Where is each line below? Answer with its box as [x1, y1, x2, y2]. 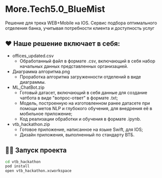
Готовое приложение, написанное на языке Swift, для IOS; [19, 126, 143, 132]
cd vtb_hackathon [5, 159, 41, 164]
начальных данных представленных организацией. [19, 63, 128, 69]
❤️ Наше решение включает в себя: [5, 40, 120, 48]
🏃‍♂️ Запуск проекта [5, 146, 67, 155]
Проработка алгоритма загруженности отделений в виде [19, 73, 141, 80]
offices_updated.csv [12, 53, 54, 59]
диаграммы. [19, 79, 46, 85]
